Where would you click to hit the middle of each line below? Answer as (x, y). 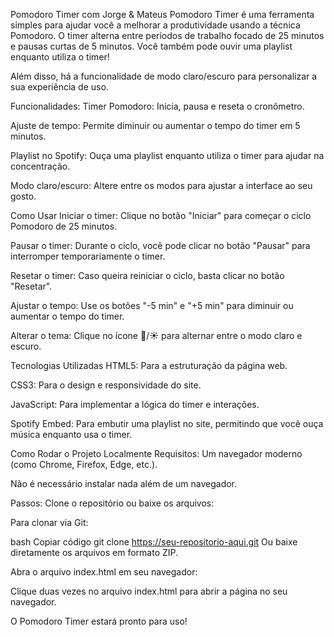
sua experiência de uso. (59, 87)
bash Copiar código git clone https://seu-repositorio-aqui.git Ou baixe (154, 542)
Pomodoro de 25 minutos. (64, 226)
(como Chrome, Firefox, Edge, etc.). (84, 464)
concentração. (40, 166)
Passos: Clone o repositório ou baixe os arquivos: (112, 503)
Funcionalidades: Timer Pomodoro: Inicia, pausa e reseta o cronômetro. (157, 106)
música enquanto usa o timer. (71, 434)
